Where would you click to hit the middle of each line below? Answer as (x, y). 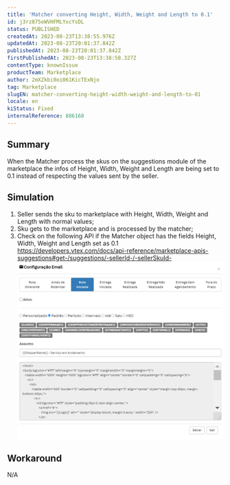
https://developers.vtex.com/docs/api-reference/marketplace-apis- (113, 250)
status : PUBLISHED (33, 29)
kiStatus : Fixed (30, 109)
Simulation (31, 198)
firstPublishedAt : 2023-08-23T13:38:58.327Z (72, 58)
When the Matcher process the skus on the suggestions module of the (107, 161)
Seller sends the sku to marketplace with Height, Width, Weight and (113, 214)
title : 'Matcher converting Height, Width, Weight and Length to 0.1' (110, 14)
